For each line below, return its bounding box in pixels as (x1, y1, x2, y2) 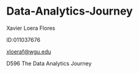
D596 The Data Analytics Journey (6, 60, 92, 67)
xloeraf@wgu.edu (6, 47, 51, 55)
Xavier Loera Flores (6, 24, 56, 32)
